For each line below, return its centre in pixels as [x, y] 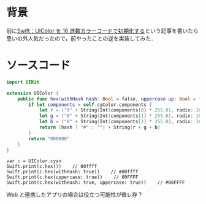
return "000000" [49, 138]
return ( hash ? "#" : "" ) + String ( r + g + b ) [100, 127]
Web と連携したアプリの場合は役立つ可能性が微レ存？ [74, 195]
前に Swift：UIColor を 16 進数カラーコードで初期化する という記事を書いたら [103, 31]
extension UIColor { [33, 93]
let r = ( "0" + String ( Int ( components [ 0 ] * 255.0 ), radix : [116, 110]
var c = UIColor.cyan [34, 161]
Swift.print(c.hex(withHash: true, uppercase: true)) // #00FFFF [96, 183]
